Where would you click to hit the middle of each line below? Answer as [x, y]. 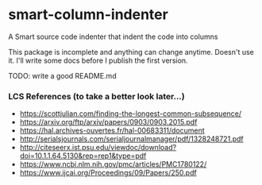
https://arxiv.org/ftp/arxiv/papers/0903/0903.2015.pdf [108, 122]
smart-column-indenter [88, 15]
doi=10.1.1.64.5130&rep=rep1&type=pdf [83, 156]
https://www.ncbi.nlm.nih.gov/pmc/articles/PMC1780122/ [113, 164]
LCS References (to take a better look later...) [96, 96]
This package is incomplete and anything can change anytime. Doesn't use [131, 52]
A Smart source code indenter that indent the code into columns [113, 37]
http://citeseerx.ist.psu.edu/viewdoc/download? [98, 148]
